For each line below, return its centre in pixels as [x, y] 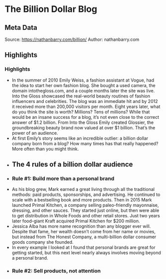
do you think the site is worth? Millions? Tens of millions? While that [81, 112]
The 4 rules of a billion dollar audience [72, 164]
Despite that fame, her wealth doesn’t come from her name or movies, [84, 232]
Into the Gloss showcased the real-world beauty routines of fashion [81, 96]
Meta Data [21, 28]
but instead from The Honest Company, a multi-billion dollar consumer [84, 237]
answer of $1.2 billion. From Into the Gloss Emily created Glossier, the [83, 122]
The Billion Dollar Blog [51, 9]
